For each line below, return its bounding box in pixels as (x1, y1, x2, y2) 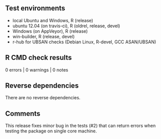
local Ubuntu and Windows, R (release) (12, 17, 94, 23)
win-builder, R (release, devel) (12, 33, 75, 39)
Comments (5, 109, 41, 118)
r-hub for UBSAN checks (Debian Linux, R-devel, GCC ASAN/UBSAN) (12, 39, 156, 45)
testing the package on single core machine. (5, 128, 97, 134)
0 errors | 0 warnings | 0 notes (5, 66, 69, 73)
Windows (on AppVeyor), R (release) (12, 28, 88, 34)
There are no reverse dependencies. (5, 95, 81, 101)
